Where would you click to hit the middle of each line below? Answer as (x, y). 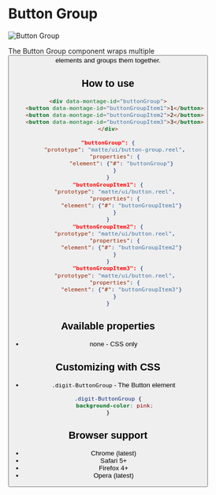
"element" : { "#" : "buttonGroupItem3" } (121, 289)
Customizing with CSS (108, 367)
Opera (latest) (114, 475)
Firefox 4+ (113, 468)
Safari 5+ (114, 461)
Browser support (108, 435)
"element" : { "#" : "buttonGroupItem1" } (121, 206)
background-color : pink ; (115, 406)
